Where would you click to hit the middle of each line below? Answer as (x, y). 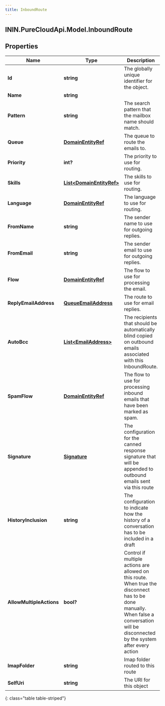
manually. (135, 608)
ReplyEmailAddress (31, 303)
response (135, 450)
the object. (136, 87)
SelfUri (16, 683)
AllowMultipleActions (33, 602)
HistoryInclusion (27, 520)
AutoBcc (18, 342)
